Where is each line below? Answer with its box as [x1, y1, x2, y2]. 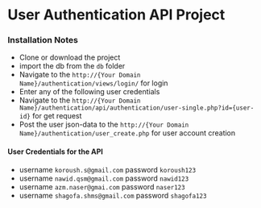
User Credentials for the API [7, 147, 104, 156]
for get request [32, 111, 82, 121]
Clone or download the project [19, 52, 121, 62]
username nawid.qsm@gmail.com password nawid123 [19, 173, 189, 183]
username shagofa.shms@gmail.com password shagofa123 [19, 190, 207, 200]
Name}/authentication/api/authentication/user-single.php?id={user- [19, 104, 255, 112]
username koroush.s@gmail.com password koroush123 [19, 164, 197, 174]
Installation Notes [7, 35, 78, 46]
